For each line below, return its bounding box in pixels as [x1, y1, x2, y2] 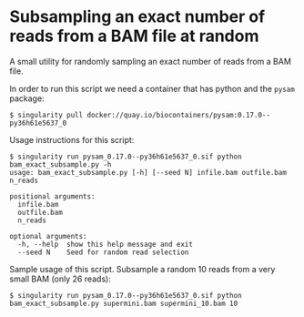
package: [9, 93, 45, 104]
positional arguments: [9, 191, 96, 201]
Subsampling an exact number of [9, 6, 266, 27]
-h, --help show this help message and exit [17, 240, 194, 249]
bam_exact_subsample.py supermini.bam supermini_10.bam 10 [9, 299, 238, 308]
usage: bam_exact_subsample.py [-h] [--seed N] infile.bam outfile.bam [9, 168, 287, 177]
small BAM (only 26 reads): [9, 273, 111, 284]
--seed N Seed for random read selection [17, 248, 189, 257]
